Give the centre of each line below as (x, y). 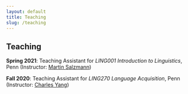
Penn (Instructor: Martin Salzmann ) (49, 67)
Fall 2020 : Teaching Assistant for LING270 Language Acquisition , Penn (93, 79)
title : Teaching (26, 17)
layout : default (26, 12)
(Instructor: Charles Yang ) (38, 85)
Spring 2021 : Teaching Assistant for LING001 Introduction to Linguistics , (94, 61)
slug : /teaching (26, 22)
